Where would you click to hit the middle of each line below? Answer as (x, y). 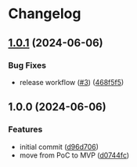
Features (25, 129)
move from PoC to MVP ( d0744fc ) (74, 155)
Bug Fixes (27, 65)
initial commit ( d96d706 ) (59, 147)
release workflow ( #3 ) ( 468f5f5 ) (72, 82)
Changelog (45, 14)
